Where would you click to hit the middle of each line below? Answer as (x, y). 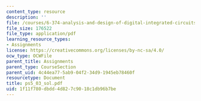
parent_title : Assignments (40, 61)
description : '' (26, 17)
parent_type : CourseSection (41, 67)
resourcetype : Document (36, 78)
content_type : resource (36, 12)
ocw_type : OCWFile (29, 56)
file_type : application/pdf (41, 34)
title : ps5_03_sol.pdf (34, 84)
